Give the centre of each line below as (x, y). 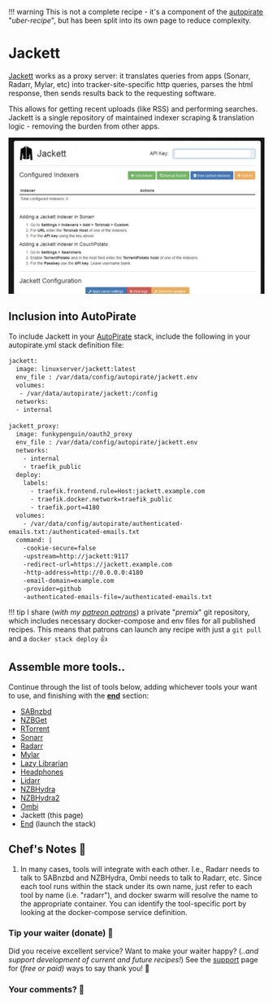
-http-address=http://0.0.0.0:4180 (83, 572)
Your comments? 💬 (47, 989)
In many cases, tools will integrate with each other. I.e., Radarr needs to (140, 869)
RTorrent (35, 729)
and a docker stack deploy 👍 (58, 638)
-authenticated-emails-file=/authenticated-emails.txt (118, 597)
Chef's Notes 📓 (48, 850)
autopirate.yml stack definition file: (66, 344)
